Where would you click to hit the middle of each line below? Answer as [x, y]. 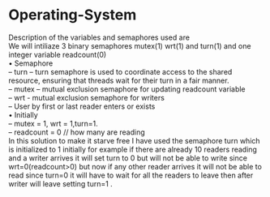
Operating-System [73, 15]
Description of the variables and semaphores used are [99, 37]
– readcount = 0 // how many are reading [77, 132]
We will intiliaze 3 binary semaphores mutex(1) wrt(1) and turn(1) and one [130, 45]
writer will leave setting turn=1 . [61, 183]
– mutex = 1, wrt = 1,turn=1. [54, 123]
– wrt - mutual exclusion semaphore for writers [86, 97]
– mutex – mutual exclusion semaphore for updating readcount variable [127, 89]
